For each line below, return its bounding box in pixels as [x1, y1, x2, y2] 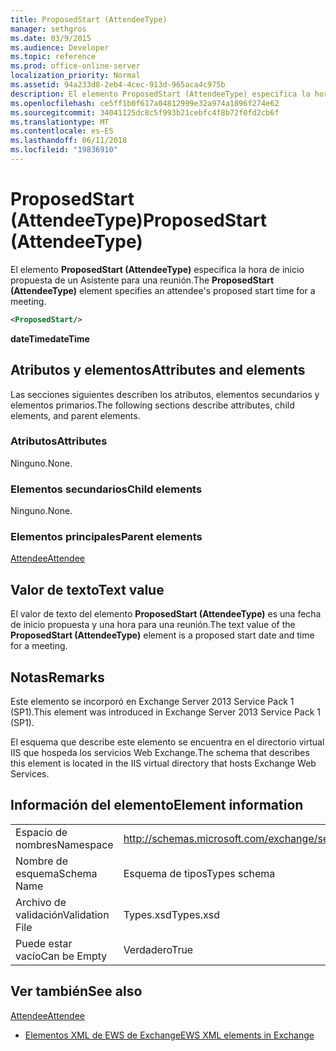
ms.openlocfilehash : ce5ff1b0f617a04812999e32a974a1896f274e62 [10, 98, 280, 108]
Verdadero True [123, 942, 194, 956]
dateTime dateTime [10, 332, 90, 345]
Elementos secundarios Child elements [10, 482, 203, 496]
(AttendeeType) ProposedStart [10, 209, 267, 232]
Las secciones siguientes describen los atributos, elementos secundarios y [10, 388, 320, 400]
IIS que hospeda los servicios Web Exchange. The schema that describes [10, 747, 310, 759]
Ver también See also [10, 983, 143, 1000]
